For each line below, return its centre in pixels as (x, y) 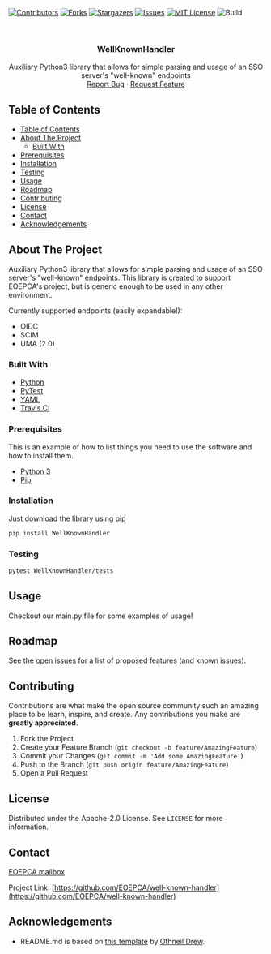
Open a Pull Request (54, 773)
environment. (30, 294)
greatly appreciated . (43, 723)
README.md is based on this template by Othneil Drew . (112, 941)
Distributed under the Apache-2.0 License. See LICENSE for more (116, 819)
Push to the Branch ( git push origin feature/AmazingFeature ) (124, 765)
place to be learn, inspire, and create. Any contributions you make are (125, 715)
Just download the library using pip (68, 518)
